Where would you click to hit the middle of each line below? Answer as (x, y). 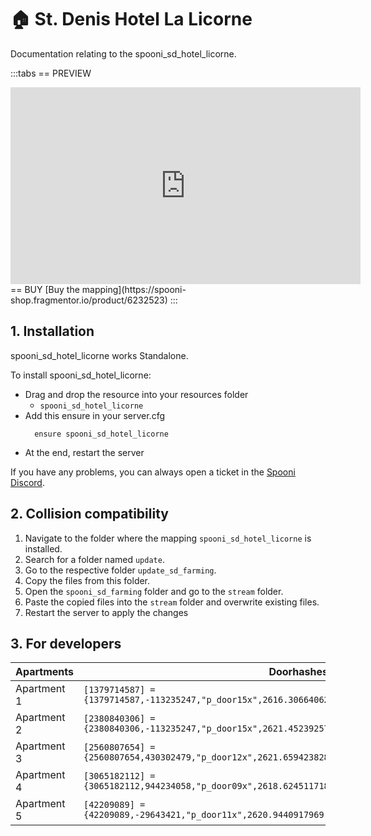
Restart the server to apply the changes (106, 612)
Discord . (27, 482)
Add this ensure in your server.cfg (95, 415)
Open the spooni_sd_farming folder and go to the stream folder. (154, 591)
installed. (43, 548)
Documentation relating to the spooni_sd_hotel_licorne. (123, 53)
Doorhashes (298, 672)
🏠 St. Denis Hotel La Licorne (131, 19)
